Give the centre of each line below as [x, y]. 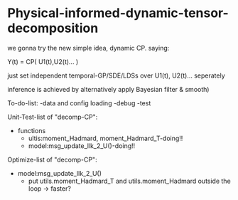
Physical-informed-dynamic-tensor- [118, 13]
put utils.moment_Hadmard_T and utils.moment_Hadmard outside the [129, 181]
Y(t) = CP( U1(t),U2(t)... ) [43, 61]
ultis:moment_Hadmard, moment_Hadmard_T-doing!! [106, 138]
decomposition [53, 28]
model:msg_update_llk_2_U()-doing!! [82, 146]
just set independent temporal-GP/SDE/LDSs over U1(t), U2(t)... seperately [116, 75]
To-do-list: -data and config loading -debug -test [79, 103]
